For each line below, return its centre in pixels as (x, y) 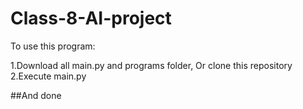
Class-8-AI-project (91, 18)
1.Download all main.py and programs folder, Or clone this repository (151, 65)
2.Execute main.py (48, 76)
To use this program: (53, 46)
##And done (36, 95)
